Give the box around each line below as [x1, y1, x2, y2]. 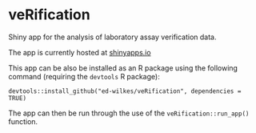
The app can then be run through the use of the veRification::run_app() [8, 108, 250, 118]
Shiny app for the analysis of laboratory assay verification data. [8, 32, 218, 42]
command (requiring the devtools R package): [8, 71, 160, 81]
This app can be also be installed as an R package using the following [8, 62, 238, 73]
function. [8, 116, 38, 126]
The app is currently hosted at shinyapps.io [8, 47, 151, 57]
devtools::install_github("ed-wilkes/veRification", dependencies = [8, 87, 242, 95]
